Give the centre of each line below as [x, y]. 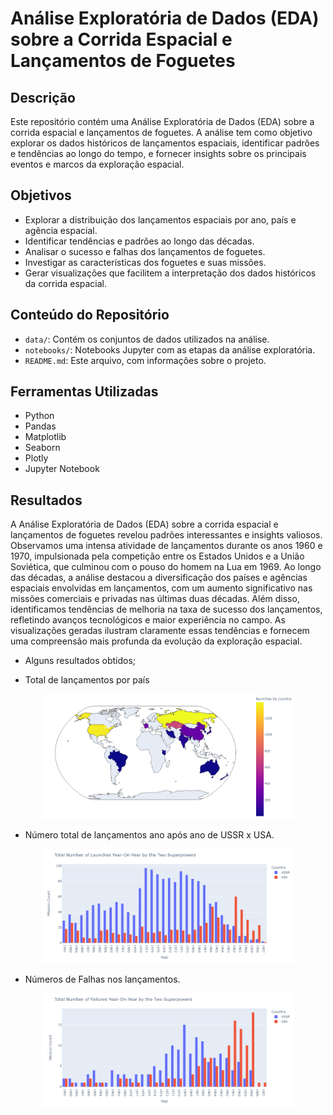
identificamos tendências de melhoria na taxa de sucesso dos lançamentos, [166, 609]
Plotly [36, 458]
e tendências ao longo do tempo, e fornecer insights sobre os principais [158, 153]
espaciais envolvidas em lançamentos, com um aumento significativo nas [161, 588]
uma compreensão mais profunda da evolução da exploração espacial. [156, 641]
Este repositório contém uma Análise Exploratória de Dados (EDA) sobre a [162, 121]
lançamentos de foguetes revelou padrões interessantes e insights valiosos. [166, 535]
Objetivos [41, 195]
